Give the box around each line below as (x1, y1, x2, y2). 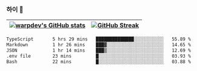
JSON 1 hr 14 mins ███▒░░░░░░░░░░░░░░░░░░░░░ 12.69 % (6, 48, 191, 54)
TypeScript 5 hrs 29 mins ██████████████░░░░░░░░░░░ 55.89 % (6, 36, 191, 43)
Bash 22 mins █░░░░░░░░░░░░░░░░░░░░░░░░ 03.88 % (6, 58, 191, 64)
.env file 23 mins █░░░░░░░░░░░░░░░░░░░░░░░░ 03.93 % (6, 53, 191, 59)
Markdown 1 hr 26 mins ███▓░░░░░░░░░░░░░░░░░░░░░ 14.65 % (6, 42, 191, 48)
